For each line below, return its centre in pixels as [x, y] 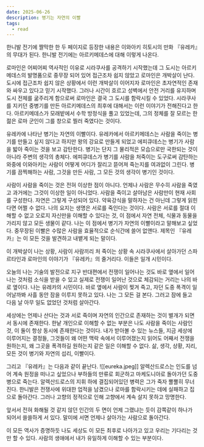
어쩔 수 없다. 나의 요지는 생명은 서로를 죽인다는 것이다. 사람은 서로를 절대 [104, 208]
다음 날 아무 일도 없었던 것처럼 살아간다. [53, 302]
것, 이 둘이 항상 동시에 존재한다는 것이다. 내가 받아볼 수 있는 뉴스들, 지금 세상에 [100, 331]
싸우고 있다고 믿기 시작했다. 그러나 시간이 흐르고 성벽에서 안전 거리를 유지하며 [104, 91]
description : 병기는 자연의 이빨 [44, 18]
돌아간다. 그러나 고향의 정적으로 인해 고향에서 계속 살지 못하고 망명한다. [102, 397]
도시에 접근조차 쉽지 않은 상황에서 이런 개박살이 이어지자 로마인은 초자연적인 [97, 83]
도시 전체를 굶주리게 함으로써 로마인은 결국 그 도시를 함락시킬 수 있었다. [91, 98]
